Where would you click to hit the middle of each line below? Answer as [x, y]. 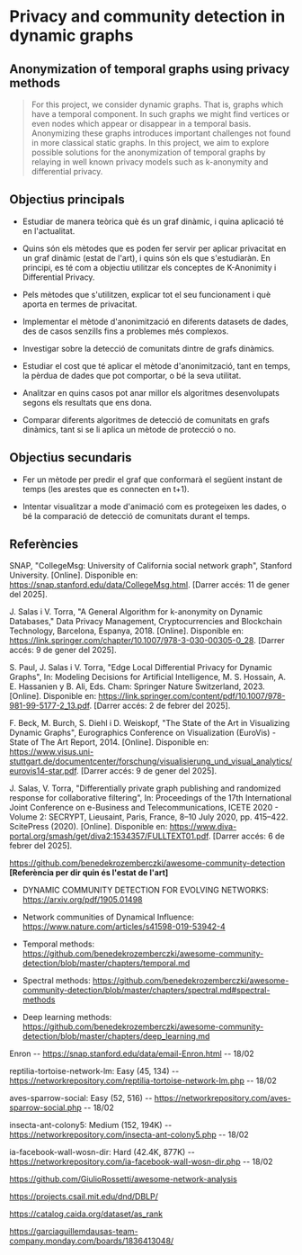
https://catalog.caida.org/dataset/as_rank [86, 1214]
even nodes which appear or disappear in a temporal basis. [141, 124]
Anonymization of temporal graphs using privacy [150, 69]
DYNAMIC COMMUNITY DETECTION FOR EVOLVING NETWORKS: [145, 890]
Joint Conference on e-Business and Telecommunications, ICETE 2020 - [144, 808]
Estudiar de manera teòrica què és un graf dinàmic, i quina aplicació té [153, 221]
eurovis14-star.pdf [43, 771]
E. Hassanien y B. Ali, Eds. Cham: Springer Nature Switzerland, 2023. [137, 686]
